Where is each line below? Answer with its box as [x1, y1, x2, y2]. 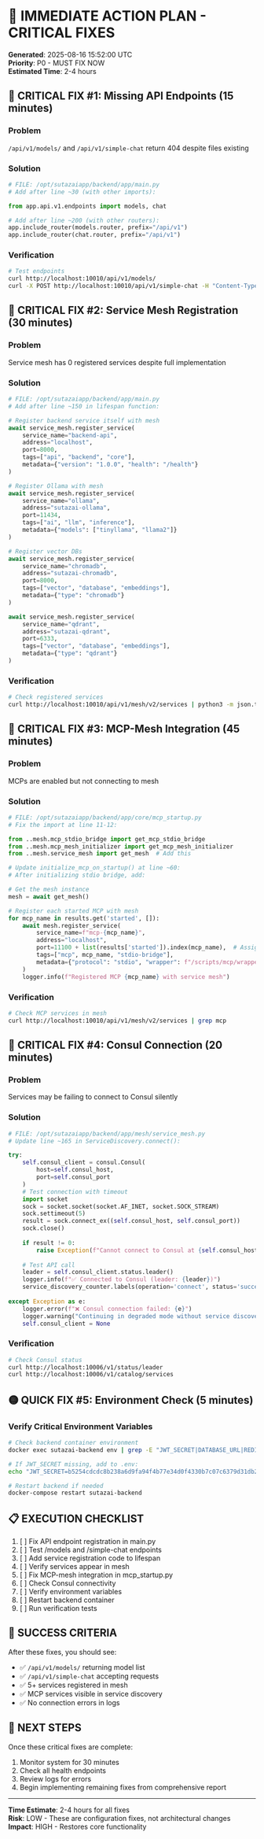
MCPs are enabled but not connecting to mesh [8, 776, 159, 785]
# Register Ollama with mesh [8, 482, 104, 490]
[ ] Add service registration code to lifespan [19, 1553, 161, 1563]
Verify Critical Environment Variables [8, 1420, 153, 1431]
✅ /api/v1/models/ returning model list [19, 1662, 145, 1671]
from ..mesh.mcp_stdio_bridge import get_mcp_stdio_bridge [8, 835, 206, 843]
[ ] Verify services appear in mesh [19, 1562, 130, 1571]
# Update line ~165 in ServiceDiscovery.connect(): [8, 1137, 181, 1145]
